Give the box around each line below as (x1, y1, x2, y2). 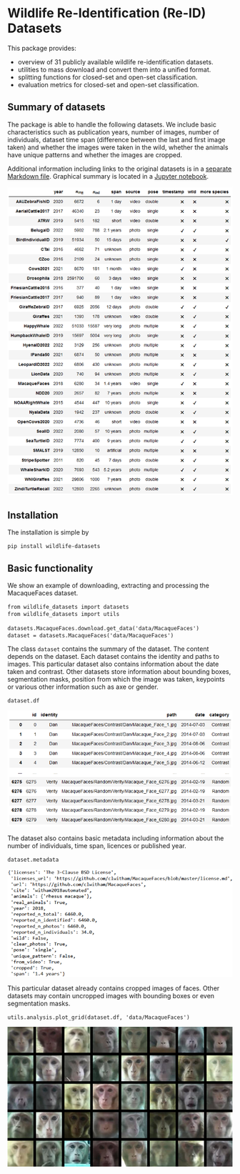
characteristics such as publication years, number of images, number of (7, 127, 219, 136)
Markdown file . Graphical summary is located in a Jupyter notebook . (7, 171, 209, 180)
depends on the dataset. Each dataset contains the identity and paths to (7, 652, 220, 661)
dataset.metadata (7, 856, 59, 864)
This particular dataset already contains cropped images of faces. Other (7, 984, 220, 993)
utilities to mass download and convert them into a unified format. (17, 65, 211, 74)
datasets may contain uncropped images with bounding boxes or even (7, 992, 215, 1000)
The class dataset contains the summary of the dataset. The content (7, 645, 209, 653)
